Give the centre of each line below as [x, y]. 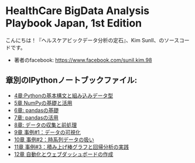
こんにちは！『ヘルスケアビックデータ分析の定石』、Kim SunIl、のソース [93, 40]
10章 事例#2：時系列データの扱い [54, 140]
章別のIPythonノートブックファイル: [71, 80]
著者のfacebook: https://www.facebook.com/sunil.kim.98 [83, 60]
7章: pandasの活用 [36, 117]
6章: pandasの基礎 [36, 110]
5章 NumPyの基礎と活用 [43, 103]
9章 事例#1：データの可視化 [47, 132]
